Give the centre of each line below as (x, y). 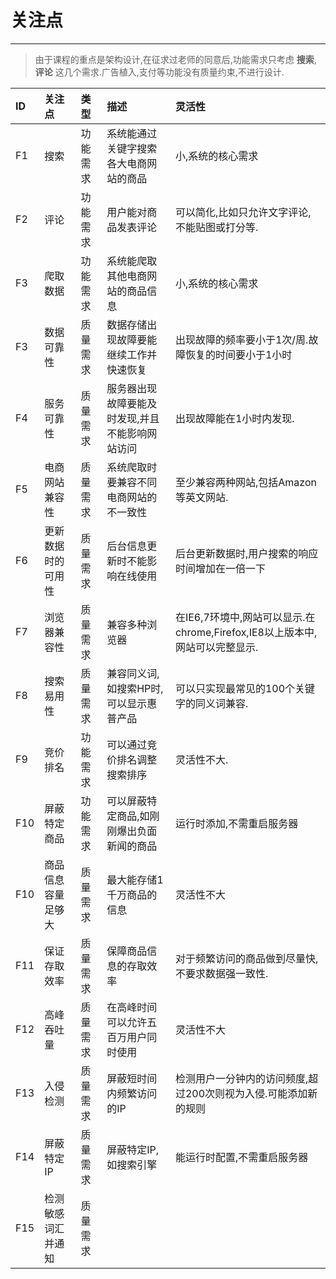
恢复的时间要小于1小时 (238, 354)
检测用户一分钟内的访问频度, (241, 1078)
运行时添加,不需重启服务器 (236, 823)
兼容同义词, (133, 673)
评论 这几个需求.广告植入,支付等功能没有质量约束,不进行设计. (159, 72)
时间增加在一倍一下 (220, 568)
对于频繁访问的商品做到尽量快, (246, 958)
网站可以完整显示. (216, 647)
